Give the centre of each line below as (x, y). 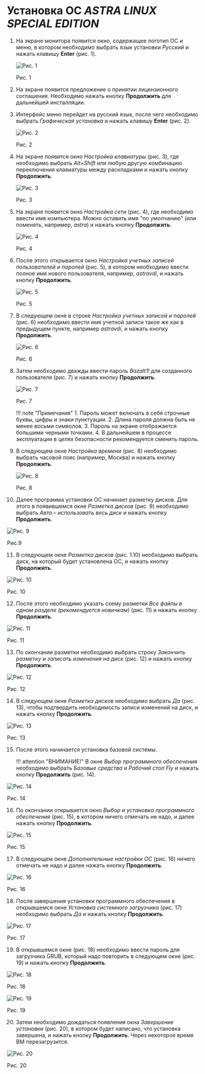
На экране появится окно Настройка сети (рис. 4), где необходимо (105, 212)
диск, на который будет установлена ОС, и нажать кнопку (92, 561)
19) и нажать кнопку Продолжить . (61, 962)
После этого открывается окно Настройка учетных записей (95, 260)
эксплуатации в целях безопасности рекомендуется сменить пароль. (107, 439)
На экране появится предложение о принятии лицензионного (97, 89)
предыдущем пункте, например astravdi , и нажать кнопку (92, 328)
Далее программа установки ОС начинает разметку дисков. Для (102, 499)
